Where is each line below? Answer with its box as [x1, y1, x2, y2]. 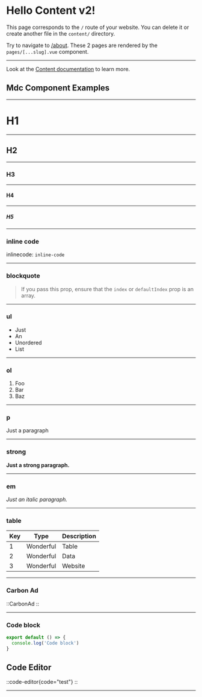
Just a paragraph [6, 427, 49, 434]
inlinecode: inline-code [6, 251, 65, 258]
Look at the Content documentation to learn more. [6, 65, 130, 72]
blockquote [6, 272, 40, 280]
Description [62, 532, 96, 540]
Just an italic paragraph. [6, 496, 68, 503]
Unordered [14, 339, 42, 346]
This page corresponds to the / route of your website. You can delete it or [6, 24, 189, 31]
